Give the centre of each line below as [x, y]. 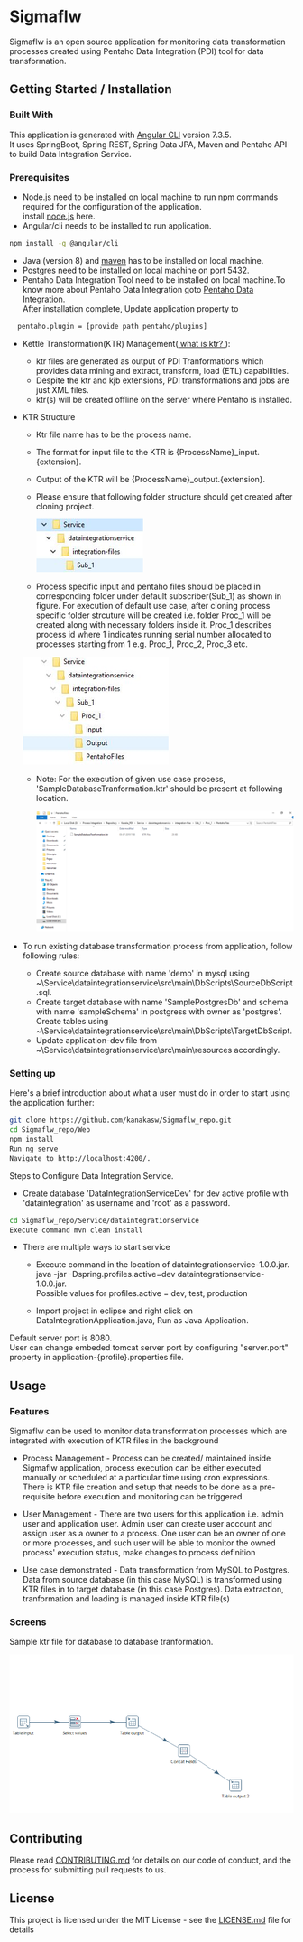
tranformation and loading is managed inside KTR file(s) [126, 1599]
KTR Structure [49, 416]
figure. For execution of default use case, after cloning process [153, 605]
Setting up [32, 1073]
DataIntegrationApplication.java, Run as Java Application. [142, 1321]
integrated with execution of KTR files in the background [114, 1441]
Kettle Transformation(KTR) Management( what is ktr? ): [126, 343]
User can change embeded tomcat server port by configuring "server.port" [149, 1348]
